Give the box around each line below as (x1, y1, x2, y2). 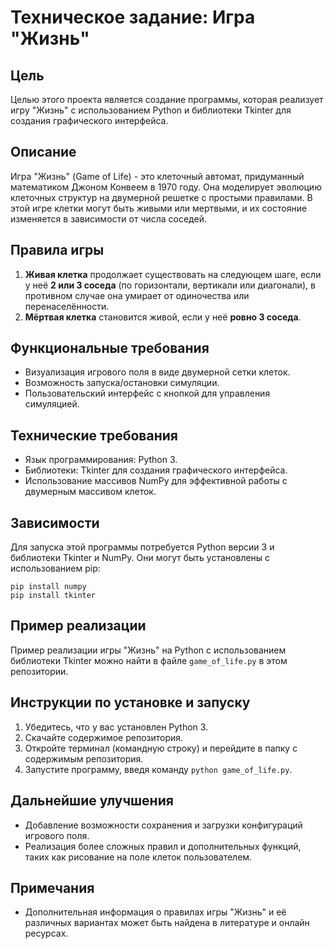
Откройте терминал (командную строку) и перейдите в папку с (24, 742, 298, 754)
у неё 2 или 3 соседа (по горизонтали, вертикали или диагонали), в (24, 279, 316, 291)
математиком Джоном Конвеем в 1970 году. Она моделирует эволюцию (10, 181, 322, 193)
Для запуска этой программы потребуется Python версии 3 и (10, 541, 275, 553)
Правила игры (10, 242, 105, 259)
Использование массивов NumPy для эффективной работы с (24, 475, 288, 487)
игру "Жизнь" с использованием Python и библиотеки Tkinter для (10, 104, 292, 116)
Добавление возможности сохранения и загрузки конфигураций (24, 819, 303, 831)
